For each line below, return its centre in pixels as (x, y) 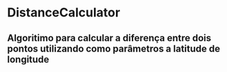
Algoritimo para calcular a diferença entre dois (109, 38)
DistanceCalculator (64, 13)
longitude (28, 59)
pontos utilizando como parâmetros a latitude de (114, 48)
